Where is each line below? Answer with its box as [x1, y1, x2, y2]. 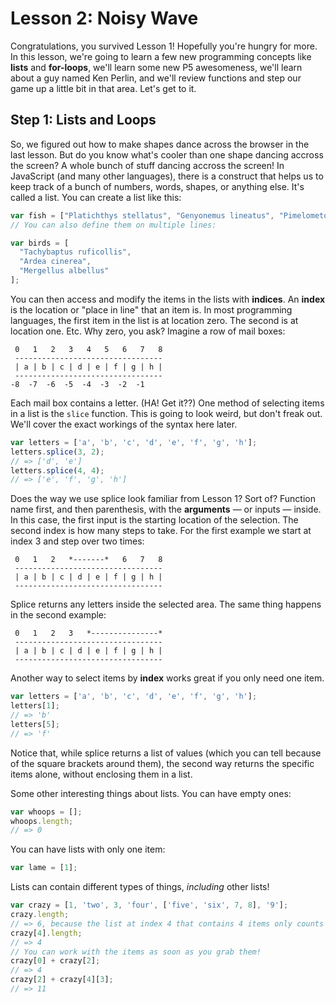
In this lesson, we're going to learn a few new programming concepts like [10, 50, 312, 62]
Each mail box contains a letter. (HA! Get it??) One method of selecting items [10, 397, 325, 409]
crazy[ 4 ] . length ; [10, 928, 83, 938]
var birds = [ [10, 238, 70, 248]
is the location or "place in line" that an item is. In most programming [10, 303, 293, 316]
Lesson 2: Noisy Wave [10, 7, 199, 30]
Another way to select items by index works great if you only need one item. [10, 672, 325, 684]
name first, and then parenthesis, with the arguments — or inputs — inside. [10, 503, 322, 516]
